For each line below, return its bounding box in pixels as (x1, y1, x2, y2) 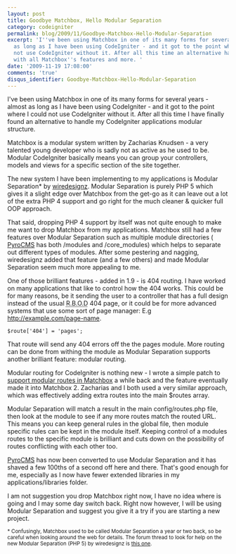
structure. (7, 125, 36, 134)
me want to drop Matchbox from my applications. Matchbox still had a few (7, 226, 222, 234)
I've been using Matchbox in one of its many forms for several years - (7, 95, 209, 103)
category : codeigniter (7, 23, 74, 30)
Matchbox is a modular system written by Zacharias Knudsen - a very (7, 139, 209, 147)
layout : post (7, 10, 46, 18)
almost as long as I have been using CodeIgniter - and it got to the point (7, 103, 215, 111)
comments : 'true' (7, 69, 58, 76)
